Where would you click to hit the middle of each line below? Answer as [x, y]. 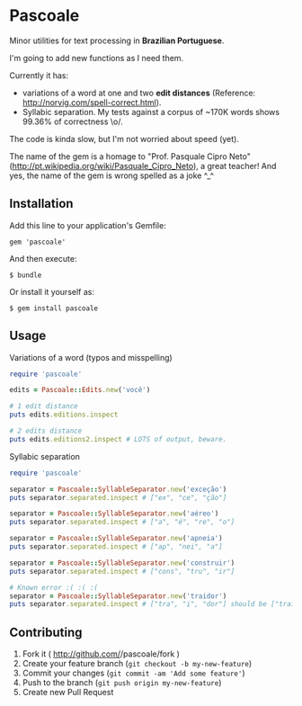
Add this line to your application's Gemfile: [88, 225]
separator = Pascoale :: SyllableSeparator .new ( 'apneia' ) [116, 539]
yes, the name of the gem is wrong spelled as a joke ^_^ [111, 175]
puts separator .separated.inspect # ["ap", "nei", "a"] [116, 547]
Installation [41, 204]
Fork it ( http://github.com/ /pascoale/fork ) [101, 654]
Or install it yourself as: [52, 291]
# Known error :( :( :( [54, 587]
